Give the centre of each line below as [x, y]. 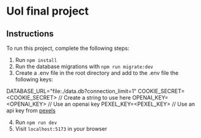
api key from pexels [31, 110]
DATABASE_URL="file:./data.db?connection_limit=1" [71, 91]
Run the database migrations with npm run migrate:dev [84, 66]
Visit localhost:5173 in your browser [61, 129]
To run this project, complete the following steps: [68, 48]
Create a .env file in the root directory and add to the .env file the [97, 73]
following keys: [34, 79]
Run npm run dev [36, 122]
